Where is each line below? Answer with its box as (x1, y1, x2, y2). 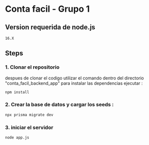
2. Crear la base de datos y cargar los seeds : (5, 101, 114, 108)
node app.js (5, 135, 29, 140)
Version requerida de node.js (5, 23, 95, 31)
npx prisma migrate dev (5, 112, 54, 117)
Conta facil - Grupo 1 (5, 3, 90, 15)
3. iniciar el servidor (5, 124, 54, 131)
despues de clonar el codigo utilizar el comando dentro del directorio (5, 75, 144, 81)
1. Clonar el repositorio (5, 64, 60, 71)
